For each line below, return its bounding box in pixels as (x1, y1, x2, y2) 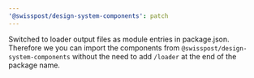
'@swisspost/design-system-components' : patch (8, 11, 169, 20)
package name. (8, 60, 61, 70)
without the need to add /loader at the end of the (71, 51, 237, 61)
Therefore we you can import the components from (8, 42, 180, 53)
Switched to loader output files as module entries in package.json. (8, 34, 230, 44)
